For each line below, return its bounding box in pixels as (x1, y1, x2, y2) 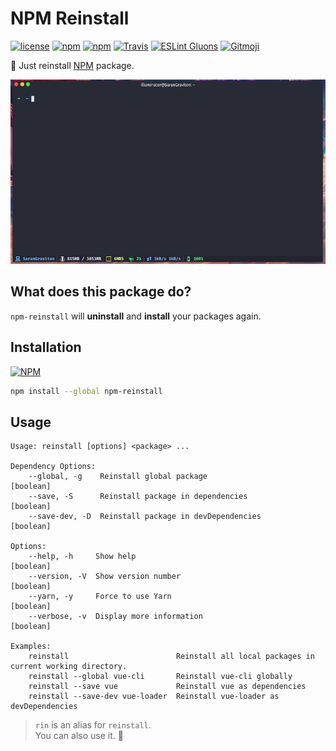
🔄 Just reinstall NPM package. (10, 59, 135, 71)
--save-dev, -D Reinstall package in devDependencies (28, 512, 262, 522)
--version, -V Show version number (28, 572, 182, 582)
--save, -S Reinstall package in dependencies (28, 492, 248, 502)
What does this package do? (10, 283, 192, 301)
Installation (10, 339, 82, 356)
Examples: (10, 642, 52, 652)
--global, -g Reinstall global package (28, 472, 208, 482)
